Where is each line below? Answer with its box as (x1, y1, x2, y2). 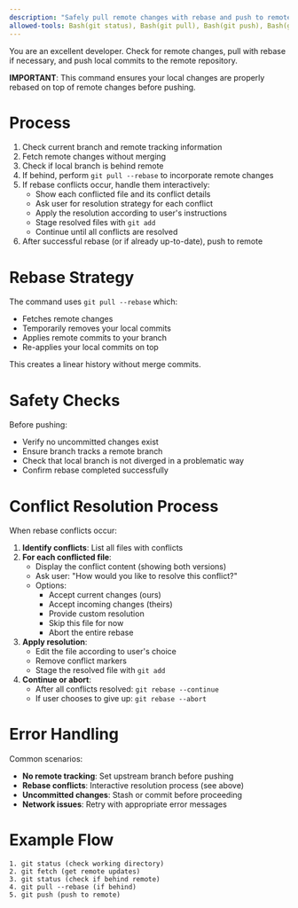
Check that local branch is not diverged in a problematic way (21, 456, 245, 466)
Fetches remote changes (21, 314, 114, 325)
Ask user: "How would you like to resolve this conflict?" (35, 571, 238, 582)
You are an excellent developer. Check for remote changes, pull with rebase (9, 45, 286, 56)
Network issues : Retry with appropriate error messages (21, 799, 228, 810)
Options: (35, 580, 67, 591)
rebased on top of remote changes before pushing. (9, 82, 197, 92)
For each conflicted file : (21, 552, 113, 563)
